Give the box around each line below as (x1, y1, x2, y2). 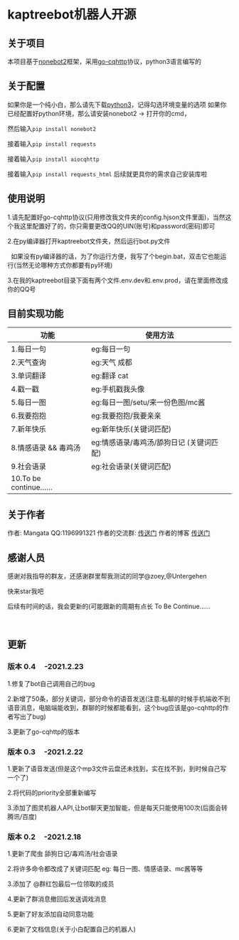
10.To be (11, 474, 41, 484)
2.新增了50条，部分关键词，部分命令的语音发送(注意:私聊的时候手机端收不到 (7, 695, 230, 703)
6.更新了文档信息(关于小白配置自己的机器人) (7, 925, 137, 934)
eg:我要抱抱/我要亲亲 (91, 411, 161, 421)
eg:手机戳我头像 (91, 384, 144, 394)
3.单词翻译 (11, 371, 46, 381)
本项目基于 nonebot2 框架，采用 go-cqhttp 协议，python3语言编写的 (7, 58, 201, 65)
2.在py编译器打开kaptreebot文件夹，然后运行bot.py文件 (7, 236, 171, 245)
